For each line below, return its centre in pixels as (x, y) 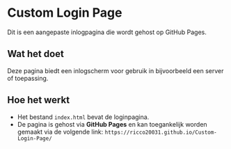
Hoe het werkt (39, 100)
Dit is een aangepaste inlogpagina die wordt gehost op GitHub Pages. (107, 32)
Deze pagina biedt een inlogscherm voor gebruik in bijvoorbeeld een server (115, 70)
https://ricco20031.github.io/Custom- (161, 132)
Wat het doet (35, 54)
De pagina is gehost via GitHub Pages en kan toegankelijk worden (112, 124)
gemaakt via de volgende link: (60, 132)
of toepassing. (28, 78)
